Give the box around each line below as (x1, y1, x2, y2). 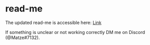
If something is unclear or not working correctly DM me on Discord (5, 29, 145, 35)
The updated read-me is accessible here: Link (5, 19, 102, 25)
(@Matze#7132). (5, 34, 40, 40)
